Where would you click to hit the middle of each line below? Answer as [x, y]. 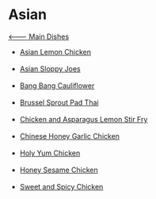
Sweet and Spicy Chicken [61, 186]
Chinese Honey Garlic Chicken [70, 136]
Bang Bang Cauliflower [57, 86]
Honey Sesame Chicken [59, 170]
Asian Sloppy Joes [50, 68]
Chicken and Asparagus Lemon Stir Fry [84, 119]
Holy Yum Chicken [50, 153]
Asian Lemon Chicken [55, 52]
